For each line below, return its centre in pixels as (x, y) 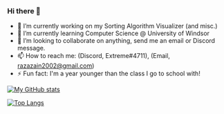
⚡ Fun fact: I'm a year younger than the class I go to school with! (109, 74)
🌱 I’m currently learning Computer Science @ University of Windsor (113, 33)
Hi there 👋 (24, 11)
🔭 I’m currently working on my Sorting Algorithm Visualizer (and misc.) (117, 26)
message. (31, 48)
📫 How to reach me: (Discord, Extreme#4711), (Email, (94, 56)
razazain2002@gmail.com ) (56, 66)
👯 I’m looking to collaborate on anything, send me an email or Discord (116, 41)
